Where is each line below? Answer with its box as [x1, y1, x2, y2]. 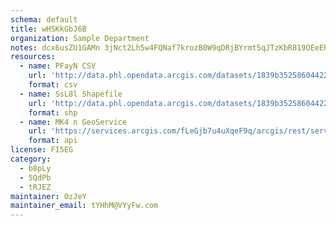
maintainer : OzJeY [10, 191, 87, 201]
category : [10, 154, 52, 164]
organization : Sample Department [10, 33, 150, 43]
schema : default [10, 14, 78, 25]
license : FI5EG [10, 145, 74, 155]
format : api [28, 136, 78, 146]
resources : [10, 52, 56, 62]
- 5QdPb [19, 172, 52, 183]
